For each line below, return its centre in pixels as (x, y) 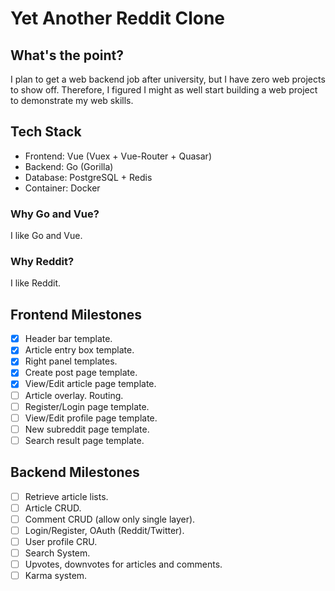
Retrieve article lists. (66, 496)
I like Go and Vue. (46, 236)
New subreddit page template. (87, 429)
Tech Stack (46, 132)
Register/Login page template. (87, 406)
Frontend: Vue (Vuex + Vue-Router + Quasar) (118, 156)
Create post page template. (81, 373)
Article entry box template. (79, 350)
